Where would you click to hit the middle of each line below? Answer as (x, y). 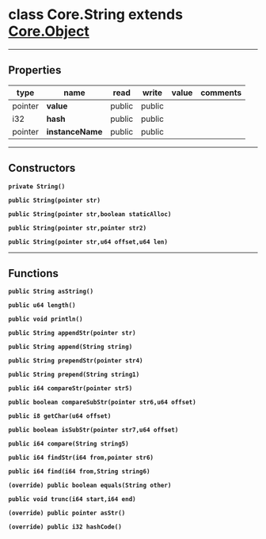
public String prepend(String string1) (74, 375)
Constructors (42, 168)
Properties (35, 70)
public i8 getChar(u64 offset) (60, 416)
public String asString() (51, 292)
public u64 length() (42, 306)
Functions (34, 273)
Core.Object (49, 31)
